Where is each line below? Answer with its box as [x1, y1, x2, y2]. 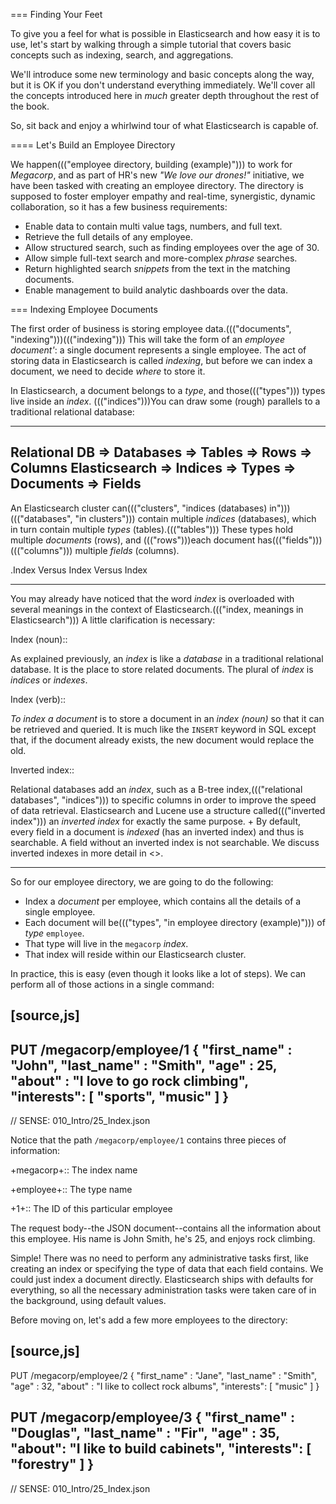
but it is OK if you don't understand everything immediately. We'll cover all [10, 79, 316, 91]
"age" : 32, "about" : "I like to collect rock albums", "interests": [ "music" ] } [10, 1380, 320, 1392]
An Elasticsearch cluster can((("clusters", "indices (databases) [10, 502, 268, 514]
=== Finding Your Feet [10, 9, 103, 20]
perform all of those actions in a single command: [10, 978, 215, 990]
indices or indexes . [10, 674, 88, 686]
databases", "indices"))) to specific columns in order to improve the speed [10, 794, 317, 806]
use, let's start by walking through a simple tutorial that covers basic [10, 39, 292, 50]
